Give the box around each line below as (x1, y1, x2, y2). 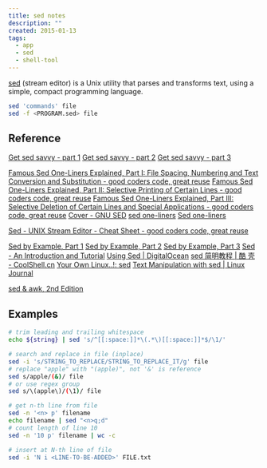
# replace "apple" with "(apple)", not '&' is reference (8, 365, 202, 373)
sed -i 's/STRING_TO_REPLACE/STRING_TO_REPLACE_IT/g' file (8, 357, 209, 366)
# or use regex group (8, 380, 80, 388)
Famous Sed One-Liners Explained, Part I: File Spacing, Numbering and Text (8, 169, 259, 178)
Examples (8, 307, 58, 320)
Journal (8, 268, 33, 278)
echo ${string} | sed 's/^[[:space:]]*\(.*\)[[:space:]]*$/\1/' (8, 336, 226, 344)
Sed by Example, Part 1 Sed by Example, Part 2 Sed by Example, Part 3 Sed (8, 241, 255, 252)
